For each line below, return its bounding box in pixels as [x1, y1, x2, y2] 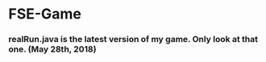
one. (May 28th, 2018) [8, 43, 97, 55]
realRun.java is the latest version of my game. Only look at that [8, 34, 258, 45]
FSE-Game [8, 5, 82, 23]
